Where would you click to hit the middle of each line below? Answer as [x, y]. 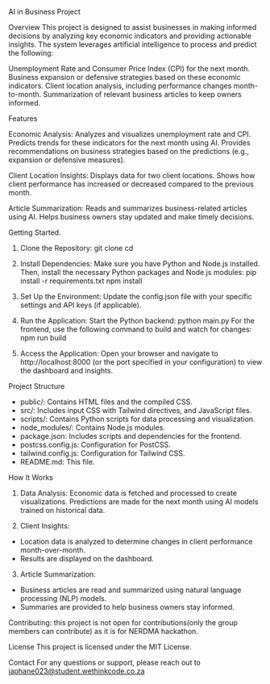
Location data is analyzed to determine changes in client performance [136, 541]
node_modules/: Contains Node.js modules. [92, 427]
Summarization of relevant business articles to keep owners [142, 94]
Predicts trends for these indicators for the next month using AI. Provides [130, 143]
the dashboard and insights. [66, 371]
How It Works [31, 478]
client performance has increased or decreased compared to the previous [131, 184]
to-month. [25, 94]
